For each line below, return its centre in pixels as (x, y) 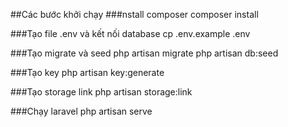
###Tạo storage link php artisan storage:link (101, 92)
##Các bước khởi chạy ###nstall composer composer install (134, 14)
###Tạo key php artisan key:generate (87, 72)
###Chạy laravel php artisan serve (81, 111)
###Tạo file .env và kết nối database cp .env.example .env (130, 33)
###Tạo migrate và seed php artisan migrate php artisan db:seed (144, 53)
